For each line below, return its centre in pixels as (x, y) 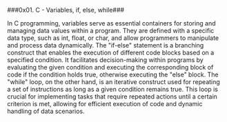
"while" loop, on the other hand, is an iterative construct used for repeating (114, 82)
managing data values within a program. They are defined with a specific (111, 31)
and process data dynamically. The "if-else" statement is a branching (106, 45)
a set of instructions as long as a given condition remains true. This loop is (113, 89)
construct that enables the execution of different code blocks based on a (111, 52)
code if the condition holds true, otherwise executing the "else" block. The (113, 74)
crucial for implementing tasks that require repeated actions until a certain (112, 96)
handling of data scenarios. (46, 111)
